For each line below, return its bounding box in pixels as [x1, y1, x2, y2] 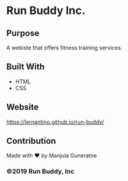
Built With [6, 62, 45, 72]
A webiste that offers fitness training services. [6, 44, 122, 51]
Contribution [6, 136, 56, 146]
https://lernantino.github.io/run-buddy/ [6, 118, 104, 126]
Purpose [6, 28, 40, 38]
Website [6, 102, 39, 113]
